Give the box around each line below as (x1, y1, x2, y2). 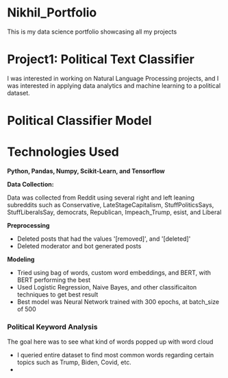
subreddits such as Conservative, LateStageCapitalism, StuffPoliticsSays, (7, 201, 214, 209)
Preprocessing (7, 222, 50, 229)
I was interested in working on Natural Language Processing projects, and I (7, 74, 219, 82)
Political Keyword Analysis (7, 322, 98, 331)
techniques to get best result (16, 290, 99, 298)
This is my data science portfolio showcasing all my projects (7, 27, 177, 36)
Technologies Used (7, 144, 120, 160)
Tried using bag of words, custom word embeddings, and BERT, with (16, 269, 211, 276)
